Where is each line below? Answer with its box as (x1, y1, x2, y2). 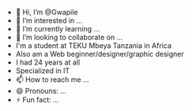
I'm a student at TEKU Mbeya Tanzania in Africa (15, 41, 172, 50)
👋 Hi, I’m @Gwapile (15, 8, 78, 17)
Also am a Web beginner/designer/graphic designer (15, 50, 184, 58)
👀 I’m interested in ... (15, 16, 83, 25)
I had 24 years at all (15, 57, 81, 67)
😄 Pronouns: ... (15, 87, 67, 95)
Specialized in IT (15, 66, 70, 75)
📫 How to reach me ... (15, 75, 89, 84)
